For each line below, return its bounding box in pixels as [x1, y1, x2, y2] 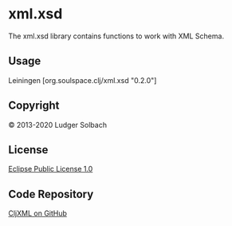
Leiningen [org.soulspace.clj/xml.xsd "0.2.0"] [8, 75, 157, 85]
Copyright [8, 99, 60, 113]
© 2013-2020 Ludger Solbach [8, 120, 108, 129]
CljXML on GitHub [8, 208, 68, 218]
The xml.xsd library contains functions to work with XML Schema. [8, 31, 225, 41]
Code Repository [8, 187, 94, 200]
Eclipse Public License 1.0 [8, 165, 93, 174]
